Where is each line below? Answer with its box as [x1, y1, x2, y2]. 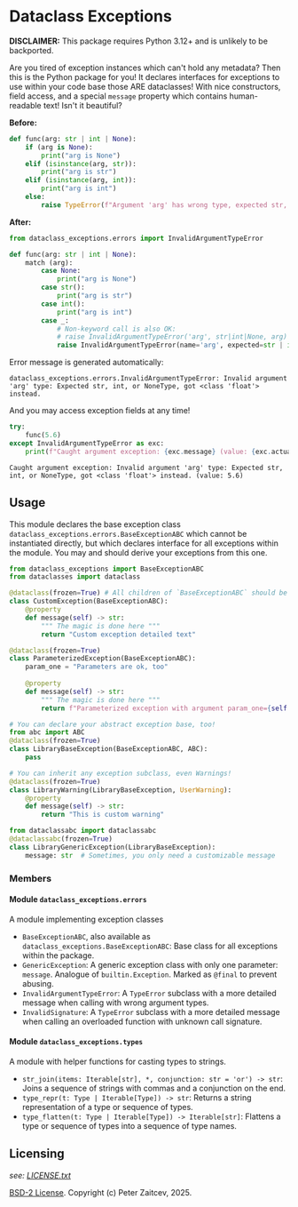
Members [9, 872, 51, 884]
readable [9, 100, 42, 110]
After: [9, 216, 32, 228]
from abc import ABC [9, 728, 86, 737]
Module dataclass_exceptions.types [9, 1036, 144, 1047]
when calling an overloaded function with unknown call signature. [21, 1016, 263, 1027]
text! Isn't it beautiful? [43, 100, 122, 110]
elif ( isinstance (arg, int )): [25, 176, 137, 185]
